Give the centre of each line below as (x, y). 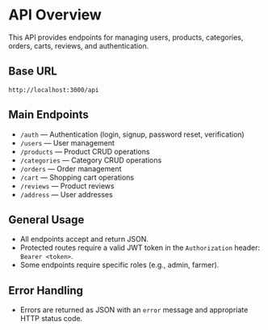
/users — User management (67, 142)
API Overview (55, 15)
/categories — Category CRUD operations (91, 160)
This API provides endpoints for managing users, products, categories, (126, 37)
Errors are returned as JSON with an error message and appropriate (134, 310)
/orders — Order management (71, 168)
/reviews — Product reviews (67, 186)
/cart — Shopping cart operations (77, 177)
